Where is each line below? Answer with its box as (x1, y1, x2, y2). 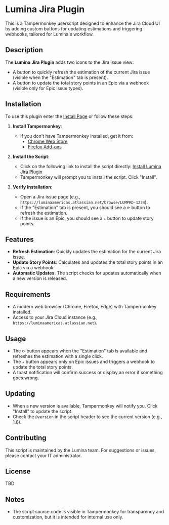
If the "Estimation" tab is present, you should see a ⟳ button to (20, 204, 150, 211)
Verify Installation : (12, 184, 53, 190)
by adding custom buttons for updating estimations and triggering (5, 25, 143, 31)
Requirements (5, 290, 51, 299)
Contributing (5, 434, 47, 442)
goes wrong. (12, 375, 39, 381)
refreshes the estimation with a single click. (12, 353, 103, 359)
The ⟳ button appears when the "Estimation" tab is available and (12, 348, 148, 354)
